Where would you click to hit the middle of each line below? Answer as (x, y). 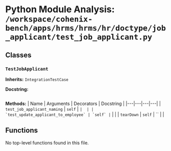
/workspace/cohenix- (49, 19)
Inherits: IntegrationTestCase (37, 79)
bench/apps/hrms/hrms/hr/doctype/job (86, 28)
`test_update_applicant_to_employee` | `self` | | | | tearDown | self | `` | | (85, 114)
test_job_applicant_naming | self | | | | (49, 109)
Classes (18, 55)
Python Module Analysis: (60, 9)
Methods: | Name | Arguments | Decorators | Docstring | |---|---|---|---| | (83, 104)
